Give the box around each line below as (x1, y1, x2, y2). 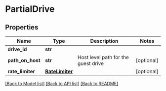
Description (90, 38, 119, 44)
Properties (5, 23, 39, 31)
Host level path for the (77, 54, 129, 61)
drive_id (7, 46, 27, 53)
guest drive (77, 60, 104, 67)
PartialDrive (5, 3, 55, 15)
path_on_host (7, 57, 41, 63)
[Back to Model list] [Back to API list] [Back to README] (5, 81, 119, 87)
